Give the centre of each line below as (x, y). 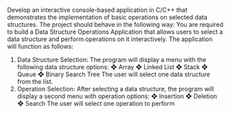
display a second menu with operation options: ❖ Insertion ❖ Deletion (117, 96)
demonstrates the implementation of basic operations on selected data (107, 17)
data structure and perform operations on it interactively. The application (110, 39)
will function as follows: (41, 46)
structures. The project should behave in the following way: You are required (115, 24)
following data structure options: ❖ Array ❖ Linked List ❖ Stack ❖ (112, 67)
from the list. (35, 81)
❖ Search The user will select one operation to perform (96, 103)
